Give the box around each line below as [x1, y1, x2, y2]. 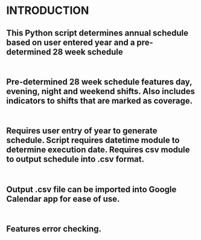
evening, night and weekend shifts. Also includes [6, 86, 195, 96]
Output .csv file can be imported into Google [6, 184, 177, 195]
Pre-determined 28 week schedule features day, [6, 76, 193, 87]
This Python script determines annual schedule [6, 28, 189, 38]
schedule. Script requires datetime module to [6, 135, 180, 145]
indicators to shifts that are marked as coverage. [6, 95, 193, 106]
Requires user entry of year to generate [6, 125, 158, 136]
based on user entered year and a [6, 37, 135, 47]
